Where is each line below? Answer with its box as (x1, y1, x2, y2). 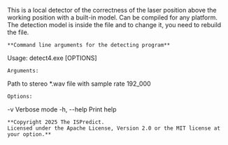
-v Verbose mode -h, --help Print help (7, 105, 117, 114)
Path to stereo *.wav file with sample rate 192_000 (7, 79, 152, 88)
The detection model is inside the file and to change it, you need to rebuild (7, 21, 222, 29)
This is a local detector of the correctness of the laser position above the (7, 6, 217, 14)
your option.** (7, 131, 52, 138)
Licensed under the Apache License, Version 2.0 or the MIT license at (7, 125, 220, 132)
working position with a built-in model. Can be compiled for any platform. (7, 13, 218, 22)
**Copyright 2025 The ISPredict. (7, 119, 105, 125)
